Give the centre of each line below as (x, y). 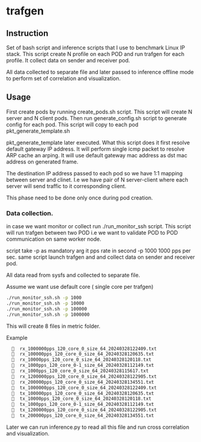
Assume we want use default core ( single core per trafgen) (80, 287)
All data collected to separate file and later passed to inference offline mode (100, 72)
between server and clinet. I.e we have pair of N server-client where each (97, 180)
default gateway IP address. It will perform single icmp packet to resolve (95, 149)
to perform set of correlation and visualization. (64, 78)
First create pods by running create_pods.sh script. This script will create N (99, 112)
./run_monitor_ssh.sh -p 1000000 (48, 314)
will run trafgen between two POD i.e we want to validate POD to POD (92, 233)
